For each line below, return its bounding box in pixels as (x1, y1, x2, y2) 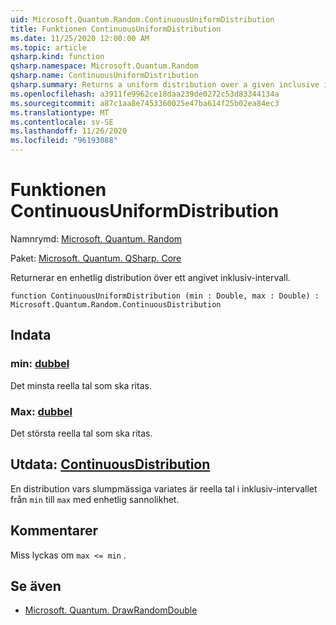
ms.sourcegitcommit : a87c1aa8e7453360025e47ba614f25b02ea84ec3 (10, 98, 280, 108)
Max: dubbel (10, 404, 73, 418)
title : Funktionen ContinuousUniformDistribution (10, 24, 222, 34)
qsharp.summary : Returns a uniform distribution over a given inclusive (10, 80, 320, 90)
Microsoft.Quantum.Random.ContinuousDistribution (10, 299, 222, 310)
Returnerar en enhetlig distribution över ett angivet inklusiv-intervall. (10, 271, 291, 283)
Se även (10, 577, 62, 595)
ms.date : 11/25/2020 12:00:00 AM (10, 33, 150, 43)
